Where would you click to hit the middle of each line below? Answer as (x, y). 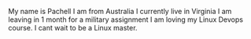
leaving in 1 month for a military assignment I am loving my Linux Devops (126, 19)
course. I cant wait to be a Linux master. (73, 28)
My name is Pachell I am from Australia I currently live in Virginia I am (120, 11)
